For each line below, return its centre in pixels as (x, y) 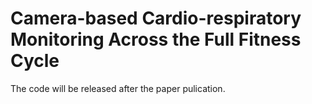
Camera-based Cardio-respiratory (156, 18)
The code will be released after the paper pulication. (118, 88)
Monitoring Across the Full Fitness (156, 39)
